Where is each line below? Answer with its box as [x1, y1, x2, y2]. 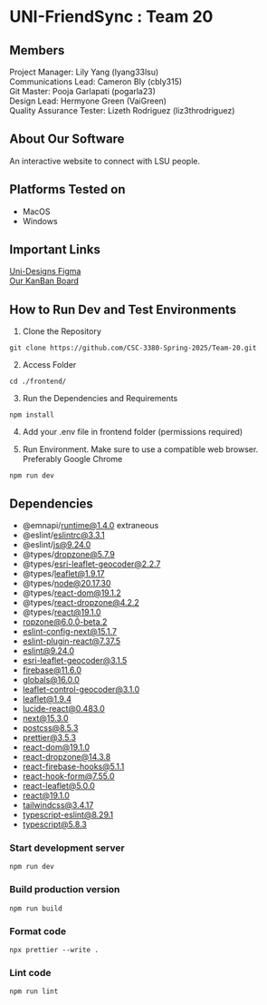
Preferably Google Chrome [22, 454, 123, 465]
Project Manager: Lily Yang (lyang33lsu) [9, 66, 159, 77]
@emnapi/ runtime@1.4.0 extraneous [22, 520, 159, 531]
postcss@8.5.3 [22, 723, 79, 734]
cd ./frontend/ [9, 377, 67, 387]
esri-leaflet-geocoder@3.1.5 [22, 655, 128, 666]
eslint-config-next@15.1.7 [22, 626, 118, 637]
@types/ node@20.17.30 [22, 578, 111, 589]
